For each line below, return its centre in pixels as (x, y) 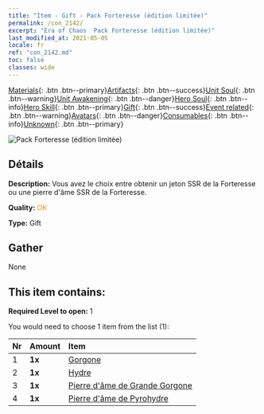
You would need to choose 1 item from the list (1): (89, 326)
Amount (45, 346)
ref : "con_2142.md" (41, 53)
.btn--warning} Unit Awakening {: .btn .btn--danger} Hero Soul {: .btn (118, 98)
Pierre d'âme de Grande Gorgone (130, 385)
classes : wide (32, 68)
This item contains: (57, 292)
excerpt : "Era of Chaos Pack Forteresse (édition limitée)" (112, 30)
